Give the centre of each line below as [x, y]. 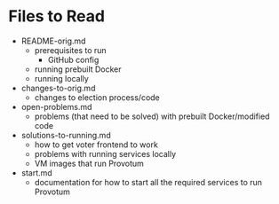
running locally [62, 78]
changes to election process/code [97, 97]
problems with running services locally [105, 153]
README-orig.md [53, 41]
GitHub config [73, 59]
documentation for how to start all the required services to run [148, 182]
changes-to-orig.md [58, 88]
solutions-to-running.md [66, 135]
